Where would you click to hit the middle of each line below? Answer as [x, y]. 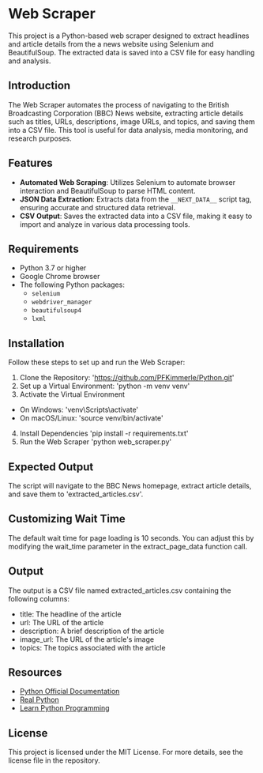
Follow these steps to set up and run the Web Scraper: [97, 362]
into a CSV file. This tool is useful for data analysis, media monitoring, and [128, 130]
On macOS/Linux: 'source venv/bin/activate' [91, 418]
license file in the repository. [54, 760]
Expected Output [51, 467]
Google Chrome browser [60, 277]
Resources [35, 673]
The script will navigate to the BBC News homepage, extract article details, [130, 486]
